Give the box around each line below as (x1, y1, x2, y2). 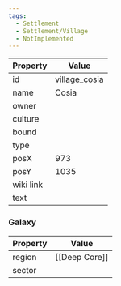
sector (12, 264, 37, 275)
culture (12, 113, 40, 125)
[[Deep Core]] (55, 251, 109, 263)
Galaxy (8, 216, 37, 228)
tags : (8, 11, 27, 20)
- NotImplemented (15, 34, 74, 43)
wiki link (12, 179, 43, 190)
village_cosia (55, 74, 104, 85)
